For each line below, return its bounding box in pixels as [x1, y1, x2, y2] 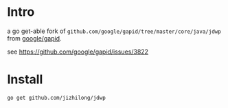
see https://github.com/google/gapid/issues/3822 [7, 47, 149, 56]
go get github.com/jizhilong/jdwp [7, 94, 106, 101]
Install [7, 72, 43, 87]
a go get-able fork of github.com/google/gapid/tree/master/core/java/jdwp [7, 27, 221, 35]
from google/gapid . [7, 34, 62, 42]
